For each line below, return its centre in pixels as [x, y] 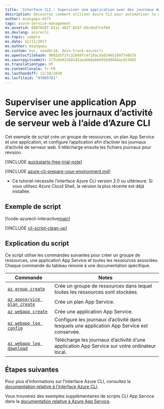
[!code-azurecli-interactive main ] [38, 218]
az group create [26, 289]
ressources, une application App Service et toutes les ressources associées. [82, 260]
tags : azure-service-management [38, 23]
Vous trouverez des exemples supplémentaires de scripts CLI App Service [80, 396]
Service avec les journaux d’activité [79, 113]
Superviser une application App [71, 102]
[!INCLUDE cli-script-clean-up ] [36, 228]
